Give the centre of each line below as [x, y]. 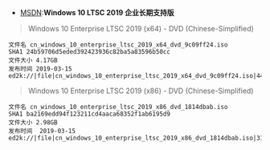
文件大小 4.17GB [33, 60]
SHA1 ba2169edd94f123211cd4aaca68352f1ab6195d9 [90, 114]
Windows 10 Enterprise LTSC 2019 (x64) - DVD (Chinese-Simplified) [141, 28]
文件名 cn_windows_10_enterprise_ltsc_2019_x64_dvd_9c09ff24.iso [118, 45]
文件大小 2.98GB [33, 123]
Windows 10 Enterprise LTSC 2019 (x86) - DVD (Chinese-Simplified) [141, 91]
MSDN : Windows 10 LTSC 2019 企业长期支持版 [97, 12]
